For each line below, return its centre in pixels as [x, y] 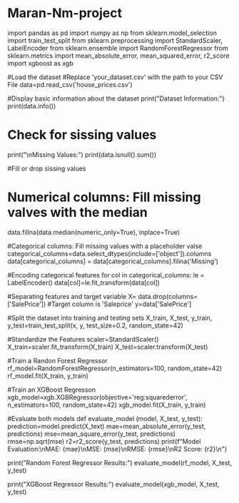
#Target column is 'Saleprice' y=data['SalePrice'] [119, 304]
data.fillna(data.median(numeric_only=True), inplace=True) [94, 232]
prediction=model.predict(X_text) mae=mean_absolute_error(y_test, [107, 426]
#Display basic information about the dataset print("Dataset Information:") [116, 98]
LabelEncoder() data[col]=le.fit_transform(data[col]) [84, 283]
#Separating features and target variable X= [72, 296]
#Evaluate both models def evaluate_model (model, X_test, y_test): [105, 418]
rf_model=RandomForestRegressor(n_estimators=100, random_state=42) [115, 368]
